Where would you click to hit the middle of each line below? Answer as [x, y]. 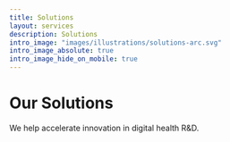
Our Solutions [61, 103]
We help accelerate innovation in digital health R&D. [104, 128]
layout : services [42, 26]
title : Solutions [42, 17]
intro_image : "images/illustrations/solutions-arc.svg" [115, 42]
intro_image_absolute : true [62, 51]
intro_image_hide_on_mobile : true [74, 59]
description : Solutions [54, 34]
